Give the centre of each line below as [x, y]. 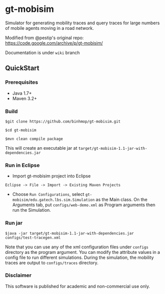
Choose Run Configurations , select [48, 194]
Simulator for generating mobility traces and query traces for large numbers [82, 23]
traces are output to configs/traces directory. [52, 263]
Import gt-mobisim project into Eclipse [51, 176]
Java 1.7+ [22, 93]
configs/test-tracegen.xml [33, 237]
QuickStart [22, 68]
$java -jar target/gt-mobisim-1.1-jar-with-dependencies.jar [70, 233]
